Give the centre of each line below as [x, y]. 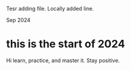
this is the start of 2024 [66, 44]
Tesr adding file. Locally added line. [50, 9]
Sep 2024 [19, 20]
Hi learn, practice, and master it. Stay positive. [63, 60]
